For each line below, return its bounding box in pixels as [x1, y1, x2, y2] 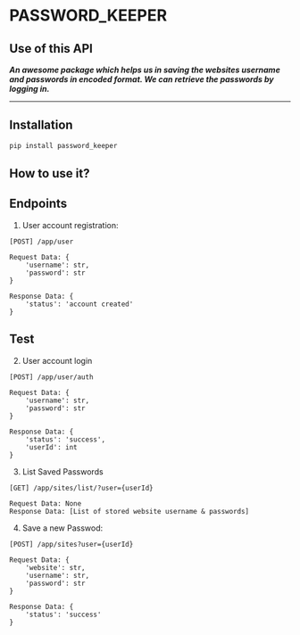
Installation [9, 118, 73, 133]
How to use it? [9, 166, 90, 181]
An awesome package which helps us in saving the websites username [9, 64, 281, 75]
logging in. [9, 84, 50, 94]
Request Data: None [9, 499, 82, 508]
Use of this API [9, 41, 94, 56]
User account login [21, 355, 93, 366]
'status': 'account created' [25, 300, 134, 309]
